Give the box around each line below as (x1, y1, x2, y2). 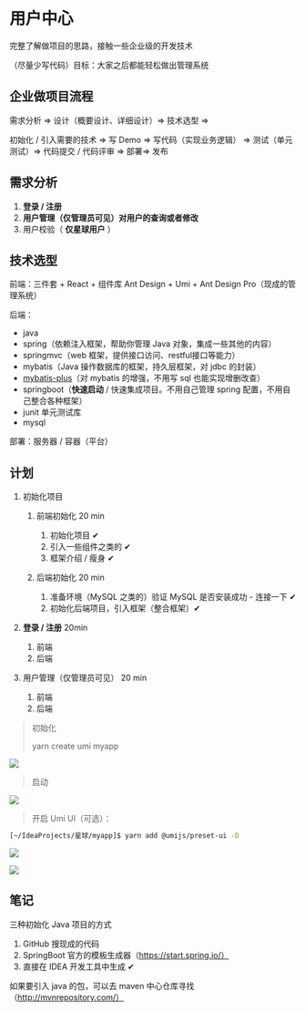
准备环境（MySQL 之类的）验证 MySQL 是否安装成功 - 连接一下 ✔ (49, 592, 297, 603)
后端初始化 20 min (36, 572, 105, 583)
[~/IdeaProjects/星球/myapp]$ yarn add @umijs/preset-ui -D (9, 831, 239, 841)
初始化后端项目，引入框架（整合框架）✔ (49, 603, 201, 614)
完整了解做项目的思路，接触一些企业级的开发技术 (9, 40, 193, 51)
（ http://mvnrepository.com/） (9, 991, 125, 1003)
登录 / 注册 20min (22, 622, 88, 634)
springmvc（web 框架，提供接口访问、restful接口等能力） (22, 350, 240, 361)
